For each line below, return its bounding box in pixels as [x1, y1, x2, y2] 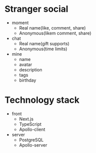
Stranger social [4, 3, 68, 15]
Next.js [19, 116, 34, 122]
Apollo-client [19, 126, 45, 132]
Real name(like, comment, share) [19, 25, 86, 31]
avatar [19, 61, 32, 67]
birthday [19, 77, 36, 83]
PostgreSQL [19, 137, 44, 143]
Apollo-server [19, 142, 47, 148]
